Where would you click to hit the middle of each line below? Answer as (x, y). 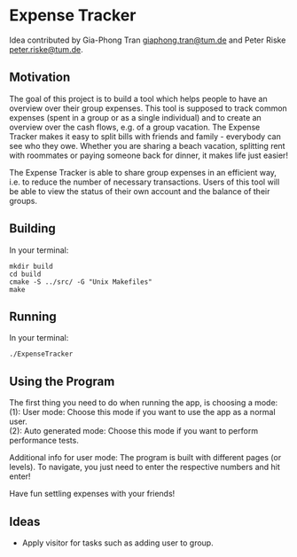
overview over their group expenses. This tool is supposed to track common (148, 108)
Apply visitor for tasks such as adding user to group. (118, 543)
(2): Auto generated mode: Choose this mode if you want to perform (134, 431)
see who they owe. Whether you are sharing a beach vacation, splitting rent (147, 145)
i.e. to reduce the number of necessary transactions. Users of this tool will (145, 182)
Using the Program (62, 381)
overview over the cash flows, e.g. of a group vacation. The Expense (135, 127)
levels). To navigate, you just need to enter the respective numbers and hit (145, 467)
